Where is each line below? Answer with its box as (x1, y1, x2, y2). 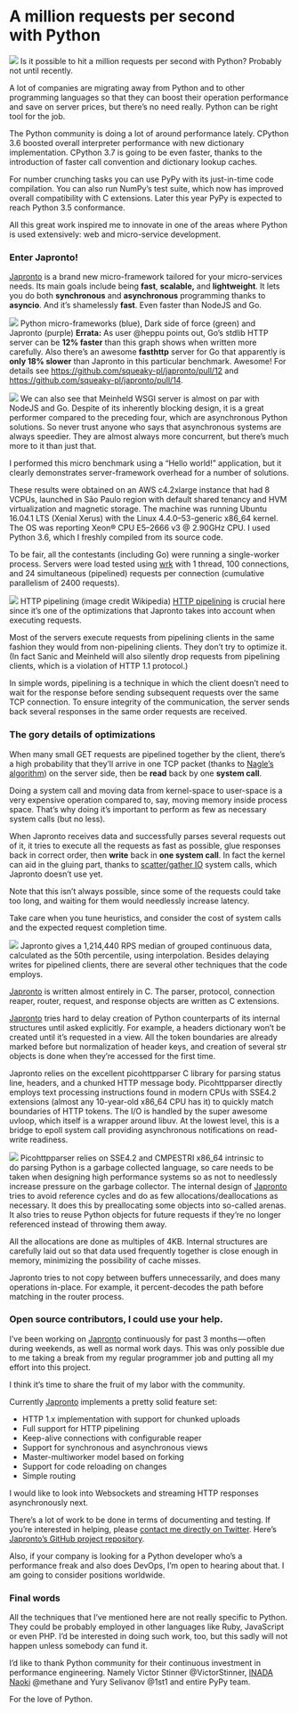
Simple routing (21, 1470, 77, 1481)
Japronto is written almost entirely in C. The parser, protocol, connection (9, 986, 276, 997)
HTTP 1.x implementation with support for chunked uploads (21, 1414, 240, 1424)
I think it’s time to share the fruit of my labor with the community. (9, 1379, 246, 1390)
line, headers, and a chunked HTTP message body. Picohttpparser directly (9, 1077, 283, 1088)
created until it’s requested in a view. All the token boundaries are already (9, 1032, 278, 1042)
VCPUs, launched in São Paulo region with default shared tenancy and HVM (9, 494, 287, 505)
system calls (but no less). (9, 813, 106, 824)
